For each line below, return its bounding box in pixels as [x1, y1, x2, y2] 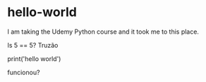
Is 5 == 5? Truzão [7, 41, 59, 49]
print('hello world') [7, 54, 61, 63]
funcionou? [7, 68, 40, 76]
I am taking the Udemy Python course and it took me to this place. [7, 27, 200, 36]
